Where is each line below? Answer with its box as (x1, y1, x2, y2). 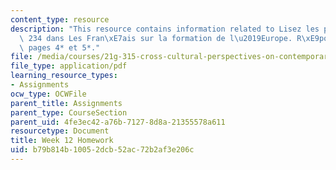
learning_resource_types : (10, 71, 118, 81)
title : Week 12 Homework (10, 136, 114, 146)
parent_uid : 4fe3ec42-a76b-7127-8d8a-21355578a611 (10, 117, 226, 127)
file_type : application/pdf (10, 61, 128, 71)
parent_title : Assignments (10, 98, 123, 108)
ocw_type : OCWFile (10, 89, 87, 99)
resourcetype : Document (10, 126, 110, 136)
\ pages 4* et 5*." (19, 42, 101, 53)
